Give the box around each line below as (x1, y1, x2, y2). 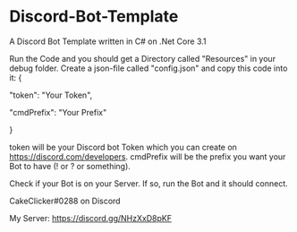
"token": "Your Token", (9, 90, 93, 100)
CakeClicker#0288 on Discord (9, 195, 121, 206)
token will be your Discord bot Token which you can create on (9, 142, 237, 152)
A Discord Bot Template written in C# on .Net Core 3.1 (9, 36, 207, 47)
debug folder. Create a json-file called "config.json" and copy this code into (9, 63, 288, 73)
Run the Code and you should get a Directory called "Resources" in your (9, 53, 276, 64)
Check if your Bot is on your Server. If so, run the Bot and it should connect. (9, 177, 288, 189)
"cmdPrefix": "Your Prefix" (9, 107, 107, 117)
